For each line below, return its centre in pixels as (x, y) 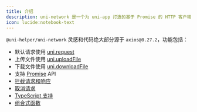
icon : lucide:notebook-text (40, 22)
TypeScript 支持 (34, 96)
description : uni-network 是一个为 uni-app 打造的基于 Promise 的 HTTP (91, 17)
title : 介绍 (20, 11)
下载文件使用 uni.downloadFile (51, 66)
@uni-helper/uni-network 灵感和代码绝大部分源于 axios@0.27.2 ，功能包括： (97, 40)
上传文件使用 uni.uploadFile (48, 60)
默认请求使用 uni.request (44, 52)
